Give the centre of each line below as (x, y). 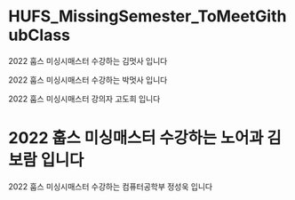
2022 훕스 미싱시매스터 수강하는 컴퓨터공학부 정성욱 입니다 (111, 186)
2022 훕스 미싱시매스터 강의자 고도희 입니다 (84, 99)
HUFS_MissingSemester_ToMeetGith (147, 16)
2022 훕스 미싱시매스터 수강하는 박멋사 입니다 (88, 80)
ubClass (40, 35)
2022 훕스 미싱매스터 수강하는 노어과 (136, 138)
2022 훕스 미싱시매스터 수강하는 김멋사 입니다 (88, 60)
